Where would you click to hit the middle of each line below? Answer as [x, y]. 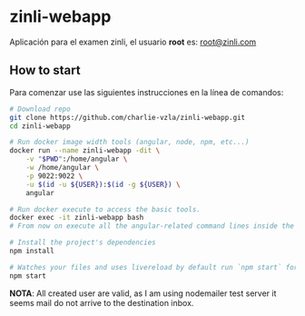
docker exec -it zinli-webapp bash [77, 218]
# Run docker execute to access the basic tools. [105, 209]
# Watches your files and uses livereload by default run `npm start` [146, 267]
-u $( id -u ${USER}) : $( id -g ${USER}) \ [103, 184]
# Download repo [40, 109]
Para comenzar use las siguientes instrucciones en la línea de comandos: [147, 92]
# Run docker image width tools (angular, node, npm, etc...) [129, 143]
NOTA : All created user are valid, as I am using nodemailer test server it [143, 293]
